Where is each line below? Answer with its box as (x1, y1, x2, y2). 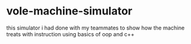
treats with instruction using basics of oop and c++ (6, 30, 135, 37)
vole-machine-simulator (6, 4, 132, 18)
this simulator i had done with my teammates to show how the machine (6, 24, 185, 31)
